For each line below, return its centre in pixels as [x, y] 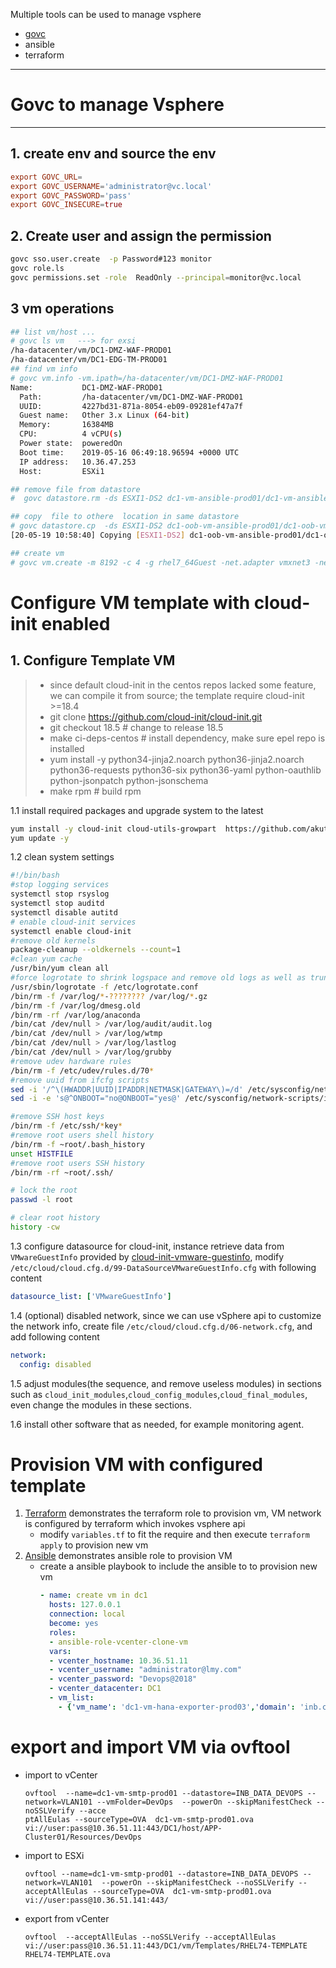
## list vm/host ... [53, 332]
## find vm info [44, 369]
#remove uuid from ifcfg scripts [80, 1080]
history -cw [35, 1227]
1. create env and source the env [113, 154]
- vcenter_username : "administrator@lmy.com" [145, 1670]
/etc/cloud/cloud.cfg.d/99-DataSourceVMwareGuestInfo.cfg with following [163, 1267]
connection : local [87, 1614]
